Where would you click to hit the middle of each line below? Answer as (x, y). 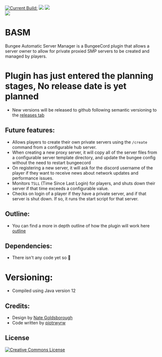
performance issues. (33, 178)
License (17, 338)
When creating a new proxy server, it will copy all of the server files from (85, 152)
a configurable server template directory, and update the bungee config (84, 157)
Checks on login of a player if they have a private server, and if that (79, 194)
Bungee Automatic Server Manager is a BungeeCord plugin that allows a (77, 46)
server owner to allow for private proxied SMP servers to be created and (77, 51)
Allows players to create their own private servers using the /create (80, 142)
